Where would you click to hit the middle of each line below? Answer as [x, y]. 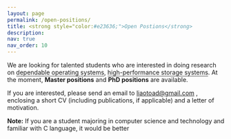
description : [26, 33]
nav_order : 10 [28, 45]
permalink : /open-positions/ [49, 20]
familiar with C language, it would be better [68, 128]
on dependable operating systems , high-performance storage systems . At [112, 72]
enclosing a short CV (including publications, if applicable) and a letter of [111, 100]
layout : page [26, 13]
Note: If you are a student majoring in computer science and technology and [116, 121]
